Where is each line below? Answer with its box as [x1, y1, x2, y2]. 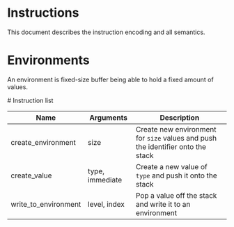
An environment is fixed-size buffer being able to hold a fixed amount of [7, 75, 214, 84]
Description [159, 113, 200, 123]
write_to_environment [10, 199, 81, 209]
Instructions [7, 5, 79, 21]
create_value [10, 171, 52, 180]
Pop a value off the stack [135, 190, 217, 200]
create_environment [10, 137, 77, 147]
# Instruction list [7, 96, 54, 104]
